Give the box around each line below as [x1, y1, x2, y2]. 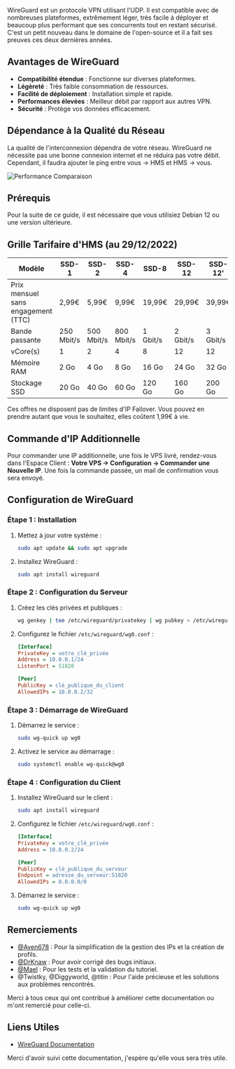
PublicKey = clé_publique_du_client [17, 682, 124, 690]
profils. [17, 950, 38, 958]
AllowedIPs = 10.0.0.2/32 [17, 688, 93, 695]
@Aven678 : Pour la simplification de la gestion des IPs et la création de [17, 943, 225, 951]
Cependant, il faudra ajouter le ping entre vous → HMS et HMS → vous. [7, 158, 213, 167]
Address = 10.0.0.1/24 [17, 656, 84, 664]
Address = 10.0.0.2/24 [17, 846, 84, 853]
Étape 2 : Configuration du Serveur [7, 587, 128, 597]
